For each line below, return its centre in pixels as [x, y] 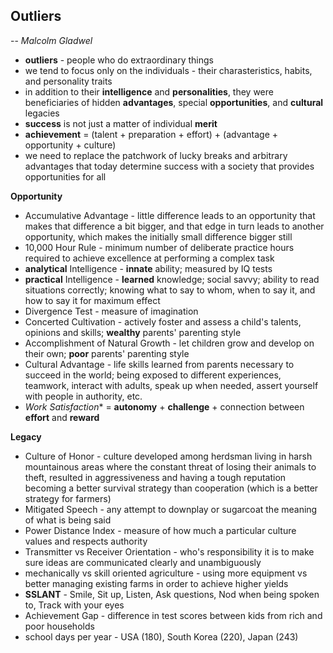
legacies [42, 113]
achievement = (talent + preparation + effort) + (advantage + [151, 134]
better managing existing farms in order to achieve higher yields [156, 583]
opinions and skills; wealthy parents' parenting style [133, 332]
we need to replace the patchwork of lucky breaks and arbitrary [156, 155]
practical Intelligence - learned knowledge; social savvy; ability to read [172, 279]
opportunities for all [65, 176]
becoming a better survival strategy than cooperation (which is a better [171, 488]
